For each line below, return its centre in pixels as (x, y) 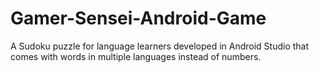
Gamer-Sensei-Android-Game (138, 18)
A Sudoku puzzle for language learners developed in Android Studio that (160, 46)
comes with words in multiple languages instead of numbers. (136, 56)
